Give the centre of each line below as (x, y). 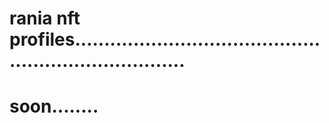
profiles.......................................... (165, 39)
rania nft (45, 18)
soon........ (54, 106)
